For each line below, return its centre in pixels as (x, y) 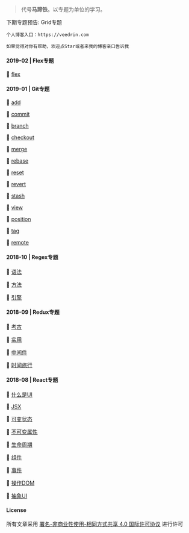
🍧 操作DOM (20, 483)
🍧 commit (18, 114)
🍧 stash (16, 196)
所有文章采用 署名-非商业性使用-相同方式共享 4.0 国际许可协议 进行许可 (95, 524)
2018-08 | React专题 (32, 380)
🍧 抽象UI (17, 496)
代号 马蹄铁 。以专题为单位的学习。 (63, 9)
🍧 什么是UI (20, 394)
